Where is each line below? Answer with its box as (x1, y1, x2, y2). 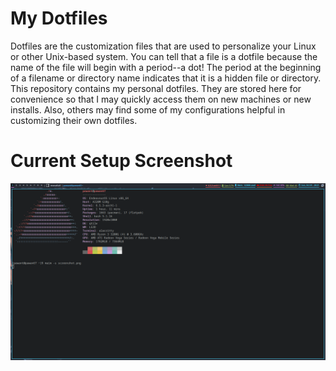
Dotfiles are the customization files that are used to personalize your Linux (10, 40, 317, 52)
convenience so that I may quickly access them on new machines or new (10, 93, 312, 105)
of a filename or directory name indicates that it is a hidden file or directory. (10, 72, 322, 84)
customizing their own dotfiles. (10, 114, 138, 126)
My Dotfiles (10, 7, 108, 30)
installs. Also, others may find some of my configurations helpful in (10, 103, 286, 116)
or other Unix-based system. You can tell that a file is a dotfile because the (10, 50, 318, 62)
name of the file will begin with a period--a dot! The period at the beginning (10, 61, 322, 73)
